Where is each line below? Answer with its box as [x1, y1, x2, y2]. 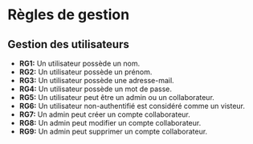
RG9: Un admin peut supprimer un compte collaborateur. [18, 126, 208, 136]
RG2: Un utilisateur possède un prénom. [18, 67, 153, 77]
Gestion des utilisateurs [7, 38, 129, 51]
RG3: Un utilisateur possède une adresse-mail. [18, 76, 174, 85]
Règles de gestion [7, 6, 130, 24]
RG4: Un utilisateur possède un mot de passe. [18, 84, 173, 94]
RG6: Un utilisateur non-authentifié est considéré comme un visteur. [18, 102, 246, 110]
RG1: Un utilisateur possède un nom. [18, 58, 141, 68]
